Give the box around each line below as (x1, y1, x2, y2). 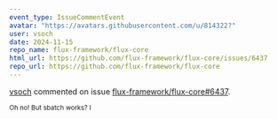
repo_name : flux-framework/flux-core (9, 46, 149, 55)
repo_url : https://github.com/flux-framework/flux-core (9, 63, 220, 71)
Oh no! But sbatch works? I (9, 103, 91, 112)
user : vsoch (9, 29, 53, 38)
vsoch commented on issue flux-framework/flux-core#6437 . (9, 86, 231, 97)
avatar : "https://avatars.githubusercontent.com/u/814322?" (9, 21, 237, 30)
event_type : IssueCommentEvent (9, 12, 125, 22)
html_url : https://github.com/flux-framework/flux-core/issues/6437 (9, 54, 268, 63)
